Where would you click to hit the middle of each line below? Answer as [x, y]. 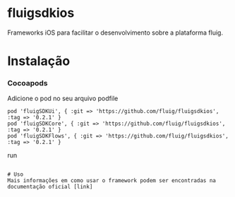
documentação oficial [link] [50, 187]
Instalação [39, 61]
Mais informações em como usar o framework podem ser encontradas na [112, 181]
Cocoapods [28, 83]
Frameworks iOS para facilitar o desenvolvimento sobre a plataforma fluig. [115, 32]
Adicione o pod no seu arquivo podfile [63, 98]
